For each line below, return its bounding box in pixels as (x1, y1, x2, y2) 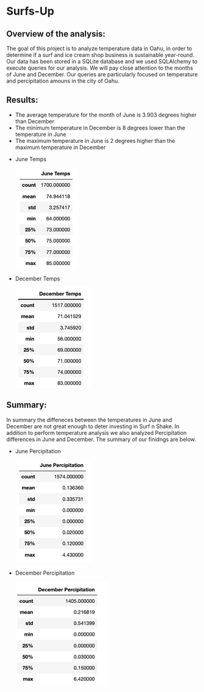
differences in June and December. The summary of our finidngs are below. (6, 435, 197, 443)
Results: (6, 95, 38, 105)
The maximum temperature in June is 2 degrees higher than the (15, 137, 175, 144)
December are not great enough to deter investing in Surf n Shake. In (6, 423, 180, 430)
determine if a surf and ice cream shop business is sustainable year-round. (6, 51, 195, 59)
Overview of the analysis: (6, 29, 105, 39)
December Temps (15, 275, 60, 282)
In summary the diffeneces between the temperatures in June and (6, 416, 172, 423)
